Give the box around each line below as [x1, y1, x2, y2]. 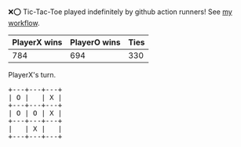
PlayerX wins [12, 37, 63, 48]
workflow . [8, 19, 40, 27]
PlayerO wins [70, 37, 121, 48]
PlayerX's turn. [8, 70, 57, 79]
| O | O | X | [8, 109, 63, 117]
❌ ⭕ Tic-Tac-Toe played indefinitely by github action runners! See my [8, 7, 233, 16]
